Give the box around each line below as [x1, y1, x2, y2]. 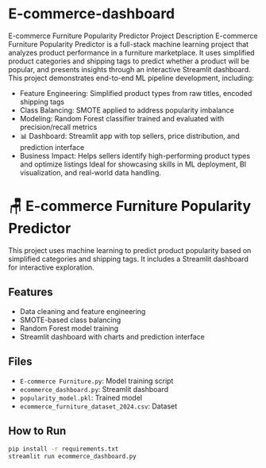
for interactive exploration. [8, 263, 95, 272]
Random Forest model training [19, 323, 119, 333]
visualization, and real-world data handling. [19, 167, 161, 177]
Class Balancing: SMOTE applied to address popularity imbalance [19, 105, 234, 115]
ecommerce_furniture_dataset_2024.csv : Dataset [19, 401, 178, 411]
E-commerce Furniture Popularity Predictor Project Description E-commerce [8, 31, 258, 40]
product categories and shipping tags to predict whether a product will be [8, 56, 250, 66]
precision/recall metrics [19, 122, 98, 132]
